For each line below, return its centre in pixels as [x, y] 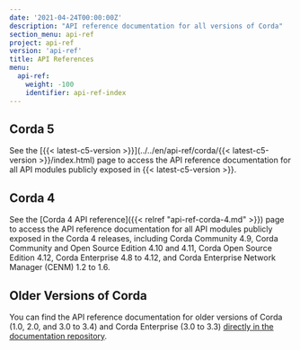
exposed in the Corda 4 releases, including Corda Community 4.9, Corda [144, 239]
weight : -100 [50, 84]
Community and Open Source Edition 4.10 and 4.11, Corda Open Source [141, 249]
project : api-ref [42, 43]
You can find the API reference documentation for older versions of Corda [146, 317]
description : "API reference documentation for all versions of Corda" [146, 26]
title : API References [52, 59]
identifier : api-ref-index [76, 92]
